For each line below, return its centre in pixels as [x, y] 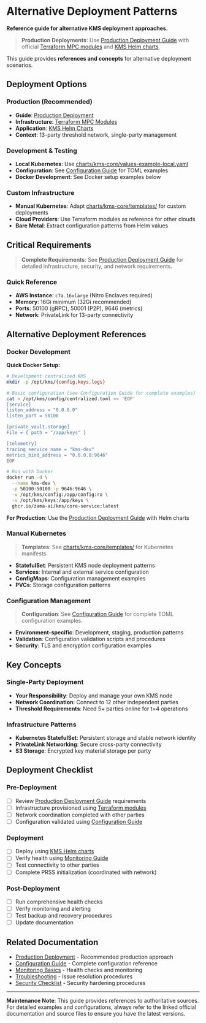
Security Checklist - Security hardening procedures [80, 983]
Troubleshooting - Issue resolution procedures [74, 976]
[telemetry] [21, 443]
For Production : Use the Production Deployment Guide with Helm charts [98, 518]
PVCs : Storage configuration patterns [63, 585]
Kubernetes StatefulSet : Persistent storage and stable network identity [105, 738]
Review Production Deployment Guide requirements [81, 801]
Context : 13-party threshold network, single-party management [96, 135]
